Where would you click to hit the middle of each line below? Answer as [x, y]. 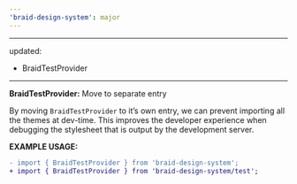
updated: [26, 50]
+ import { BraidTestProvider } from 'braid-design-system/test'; [134, 171]
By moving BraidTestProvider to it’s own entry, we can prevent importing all [147, 111]
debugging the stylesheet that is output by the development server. [132, 129]
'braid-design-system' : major [65, 17]
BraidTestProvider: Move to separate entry [88, 93]
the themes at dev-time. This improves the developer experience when [138, 119]
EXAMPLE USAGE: [43, 146]
